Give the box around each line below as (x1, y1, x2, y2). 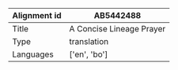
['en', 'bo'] (69, 49, 108, 60)
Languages (12, 49, 54, 60)
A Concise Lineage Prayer (69, 24, 166, 34)
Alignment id (12, 10, 62, 20)
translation (69, 36, 109, 46)
